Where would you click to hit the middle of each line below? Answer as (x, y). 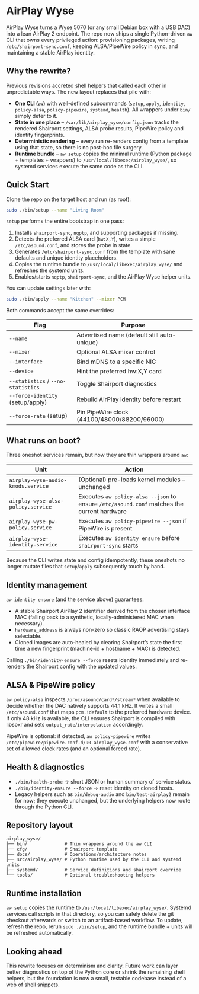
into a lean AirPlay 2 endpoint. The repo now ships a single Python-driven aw (99, 33)
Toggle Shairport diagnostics (117, 384)
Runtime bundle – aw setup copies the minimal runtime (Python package (103, 154)
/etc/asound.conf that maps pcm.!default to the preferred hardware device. (99, 712)
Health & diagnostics (45, 767)
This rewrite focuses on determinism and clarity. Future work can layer (92, 966)
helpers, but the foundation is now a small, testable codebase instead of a (96, 978)
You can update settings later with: (49, 288)
